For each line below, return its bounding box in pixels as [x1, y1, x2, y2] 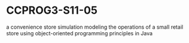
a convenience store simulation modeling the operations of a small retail [6, 23, 184, 30]
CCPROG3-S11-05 [6, 4, 97, 17]
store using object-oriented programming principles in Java [6, 29, 153, 36]
